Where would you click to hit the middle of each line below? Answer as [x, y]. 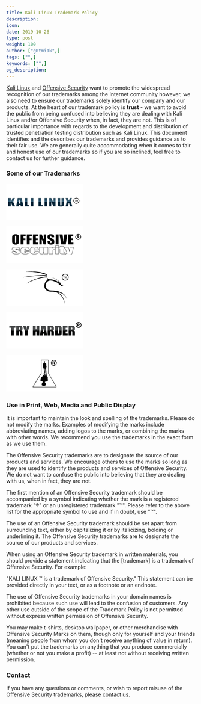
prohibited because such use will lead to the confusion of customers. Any [97, 603]
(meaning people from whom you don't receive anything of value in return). [99, 640]
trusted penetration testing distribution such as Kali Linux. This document [97, 132]
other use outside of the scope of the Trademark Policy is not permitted [94, 610]
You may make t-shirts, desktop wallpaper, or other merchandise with [92, 628]
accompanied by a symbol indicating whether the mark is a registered [92, 499]
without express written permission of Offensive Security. [77, 616]
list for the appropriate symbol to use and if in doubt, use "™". [82, 512]
